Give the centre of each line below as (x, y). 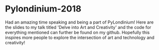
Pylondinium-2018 (43, 9)
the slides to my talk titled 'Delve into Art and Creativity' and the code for (78, 27)
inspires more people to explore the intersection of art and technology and (80, 37)
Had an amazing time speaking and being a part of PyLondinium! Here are (79, 22)
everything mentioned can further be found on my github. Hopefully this (77, 32)
